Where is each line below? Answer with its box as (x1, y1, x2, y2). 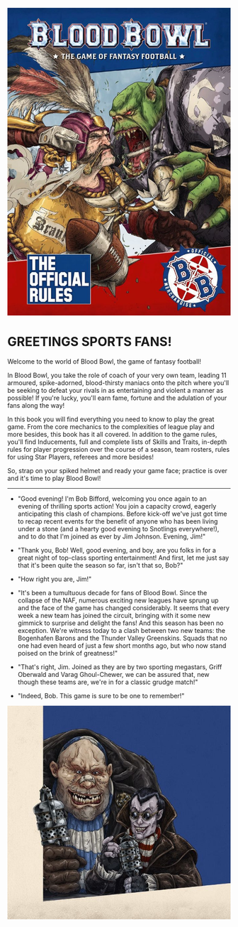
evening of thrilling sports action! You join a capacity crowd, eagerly (17, 502, 217, 511)
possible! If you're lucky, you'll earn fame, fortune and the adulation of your (7, 394, 227, 402)
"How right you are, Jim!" (17, 575, 92, 583)
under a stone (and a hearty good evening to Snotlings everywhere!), (17, 525, 220, 533)
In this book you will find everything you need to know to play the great (7, 415, 215, 423)
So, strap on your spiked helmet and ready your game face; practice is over (7, 467, 228, 475)
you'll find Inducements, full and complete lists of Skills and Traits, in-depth (7, 438, 227, 446)
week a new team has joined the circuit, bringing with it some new (17, 612, 211, 620)
